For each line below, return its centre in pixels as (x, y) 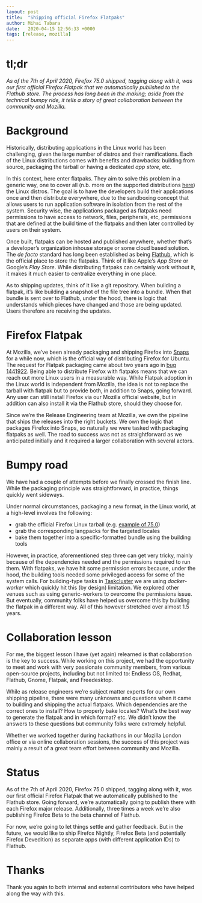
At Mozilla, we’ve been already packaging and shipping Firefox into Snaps (98, 352)
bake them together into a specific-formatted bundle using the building (103, 537)
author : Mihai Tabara (33, 23)
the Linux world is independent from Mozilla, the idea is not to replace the (97, 384)
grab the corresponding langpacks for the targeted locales (87, 531)
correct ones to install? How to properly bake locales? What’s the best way (99, 710)
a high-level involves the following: (49, 512)
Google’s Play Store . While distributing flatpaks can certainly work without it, (101, 267)
